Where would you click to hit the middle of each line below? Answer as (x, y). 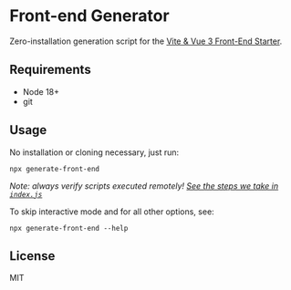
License (32, 256)
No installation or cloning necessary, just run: (94, 152)
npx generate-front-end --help (69, 228)
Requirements (50, 70)
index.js (26, 194)
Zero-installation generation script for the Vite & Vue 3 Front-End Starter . (146, 41)
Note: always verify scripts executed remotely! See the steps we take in (144, 186)
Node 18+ (41, 91)
